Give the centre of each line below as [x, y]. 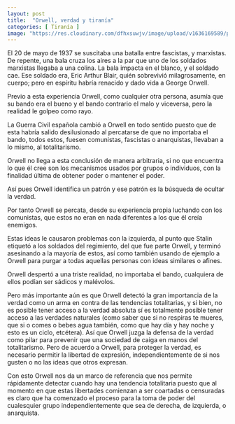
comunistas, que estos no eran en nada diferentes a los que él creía [105, 218]
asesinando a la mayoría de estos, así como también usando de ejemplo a [114, 253]
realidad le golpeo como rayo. [50, 111]
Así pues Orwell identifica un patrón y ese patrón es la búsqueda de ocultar [116, 189]
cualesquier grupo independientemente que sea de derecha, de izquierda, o [117, 406]
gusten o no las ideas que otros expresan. [67, 362]
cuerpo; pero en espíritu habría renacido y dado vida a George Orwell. [108, 83]
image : [17, 33]
